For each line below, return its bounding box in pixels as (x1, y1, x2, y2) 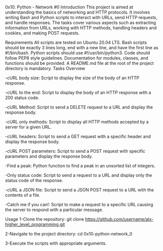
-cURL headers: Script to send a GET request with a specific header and (5, 134, 151, 139)
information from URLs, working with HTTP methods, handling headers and (5, 25, 157, 31)
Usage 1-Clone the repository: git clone (5, 216, 84, 222)
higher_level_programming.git (5, 222, 65, 227)
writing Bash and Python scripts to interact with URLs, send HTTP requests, (5, 15, 158, 20)
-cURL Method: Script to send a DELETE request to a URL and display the (5, 105, 153, 110)
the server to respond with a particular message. (5, 207, 104, 212)
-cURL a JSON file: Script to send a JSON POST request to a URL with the (5, 187, 154, 192)
